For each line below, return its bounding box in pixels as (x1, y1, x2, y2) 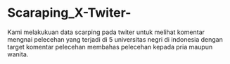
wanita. (7, 50, 29, 58)
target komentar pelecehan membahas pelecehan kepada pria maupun (7, 42, 213, 51)
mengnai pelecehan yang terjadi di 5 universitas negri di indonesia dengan (7, 35, 223, 43)
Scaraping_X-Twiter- (7, 5, 132, 21)
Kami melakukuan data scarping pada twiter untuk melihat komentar (7, 28, 205, 36)
